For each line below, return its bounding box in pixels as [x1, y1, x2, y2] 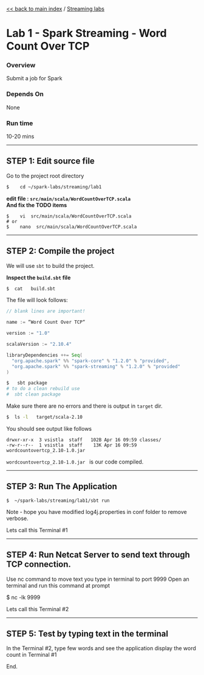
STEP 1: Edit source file [6, 156, 95, 166]
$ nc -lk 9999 [6, 594, 41, 601]
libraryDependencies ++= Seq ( [6, 352, 83, 358]
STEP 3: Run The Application [6, 481, 117, 492]
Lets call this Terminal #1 [6, 526, 68, 533]
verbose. [6, 515, 29, 522]
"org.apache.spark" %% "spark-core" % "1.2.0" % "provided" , [12, 358, 170, 364]
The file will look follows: [6, 296, 68, 304]
